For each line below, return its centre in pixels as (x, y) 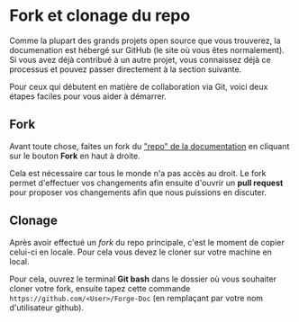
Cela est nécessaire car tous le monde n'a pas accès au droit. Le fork (138, 173)
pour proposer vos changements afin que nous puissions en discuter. (138, 192)
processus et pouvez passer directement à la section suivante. (126, 69)
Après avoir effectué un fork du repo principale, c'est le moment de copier (147, 242)
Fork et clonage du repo (100, 16)
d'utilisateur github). (46, 308)
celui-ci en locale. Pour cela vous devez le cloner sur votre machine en (141, 252)
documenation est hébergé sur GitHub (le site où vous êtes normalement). (147, 49)
